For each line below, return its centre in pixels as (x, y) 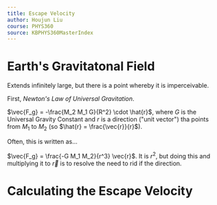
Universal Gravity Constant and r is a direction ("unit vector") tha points (108, 119)
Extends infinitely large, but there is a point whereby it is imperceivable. (108, 86)
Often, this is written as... (42, 141)
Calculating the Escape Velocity (100, 191)
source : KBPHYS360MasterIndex (50, 33)
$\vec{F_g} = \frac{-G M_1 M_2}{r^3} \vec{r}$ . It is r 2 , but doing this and (109, 155)
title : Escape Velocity (41, 13)
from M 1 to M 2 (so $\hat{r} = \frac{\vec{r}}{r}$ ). (75, 128)
